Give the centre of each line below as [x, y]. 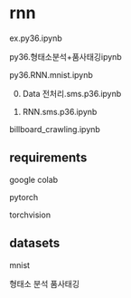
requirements [48, 158]
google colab [34, 179]
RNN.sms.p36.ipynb [60, 111]
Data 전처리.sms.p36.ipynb [72, 93]
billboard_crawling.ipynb [55, 129]
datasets [35, 243]
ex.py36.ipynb [36, 38]
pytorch [24, 197]
